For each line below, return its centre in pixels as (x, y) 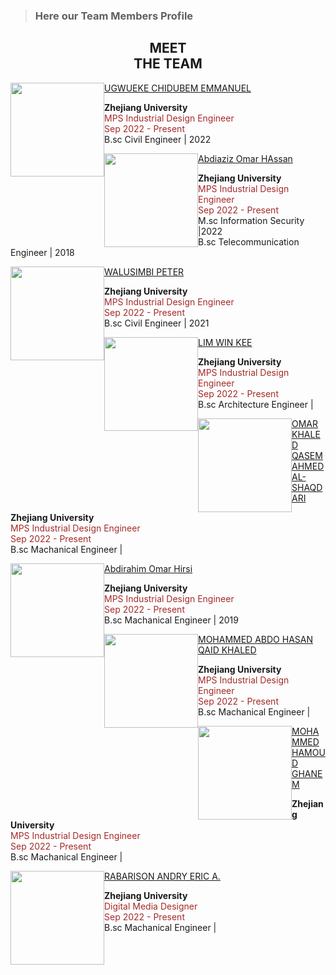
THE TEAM (168, 64)
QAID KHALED (227, 650)
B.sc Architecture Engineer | (256, 404)
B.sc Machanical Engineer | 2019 (171, 620)
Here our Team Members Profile (114, 16)
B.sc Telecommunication (249, 241)
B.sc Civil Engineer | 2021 (157, 323)
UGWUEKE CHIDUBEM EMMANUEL (178, 88)
